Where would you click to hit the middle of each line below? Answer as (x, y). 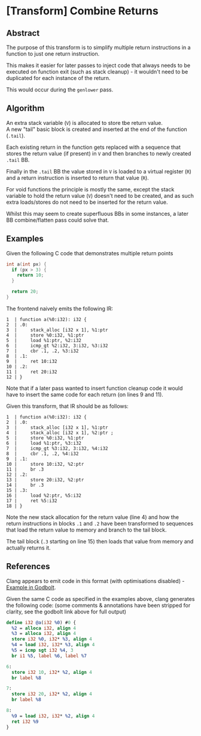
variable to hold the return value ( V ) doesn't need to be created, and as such (100, 196)
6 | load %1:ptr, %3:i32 (44, 443)
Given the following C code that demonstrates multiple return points (90, 253)
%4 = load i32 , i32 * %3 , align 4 (53, 645)
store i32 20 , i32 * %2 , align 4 (52, 694)
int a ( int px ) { (26, 264)
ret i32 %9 (25, 722)
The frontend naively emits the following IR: (60, 309)
